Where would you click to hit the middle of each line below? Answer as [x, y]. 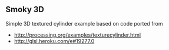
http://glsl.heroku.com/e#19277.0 [54, 41]
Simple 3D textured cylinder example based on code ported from [84, 23]
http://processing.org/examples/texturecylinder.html [77, 35]
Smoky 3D [25, 10]
